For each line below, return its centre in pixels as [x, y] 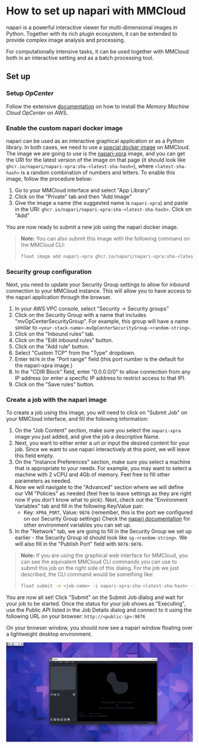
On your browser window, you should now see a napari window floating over [99, 628]
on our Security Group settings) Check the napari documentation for [107, 519]
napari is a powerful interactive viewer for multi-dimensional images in [92, 27]
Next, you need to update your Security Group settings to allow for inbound [98, 285]
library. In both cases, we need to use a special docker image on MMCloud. [98, 147]
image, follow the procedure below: [49, 179]
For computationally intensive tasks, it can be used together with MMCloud [98, 51]
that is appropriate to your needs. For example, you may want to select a [103, 468]
